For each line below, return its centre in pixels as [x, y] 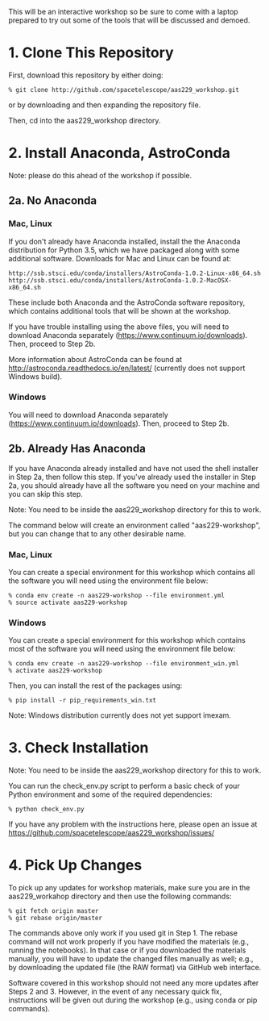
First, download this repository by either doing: [86, 75]
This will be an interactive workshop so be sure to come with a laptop [124, 12]
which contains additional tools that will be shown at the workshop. [120, 310]
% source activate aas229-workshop [68, 602]
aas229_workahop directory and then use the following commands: [120, 896]
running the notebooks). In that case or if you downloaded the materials [127, 950]
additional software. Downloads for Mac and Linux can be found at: [120, 258]
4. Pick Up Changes [75, 865]
